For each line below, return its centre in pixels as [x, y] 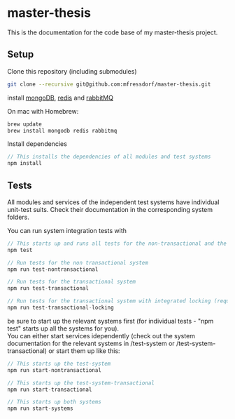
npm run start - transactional [50, 390]
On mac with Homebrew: [43, 111]
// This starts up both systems [54, 402]
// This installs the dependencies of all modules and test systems [109, 157]
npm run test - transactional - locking [60, 308]
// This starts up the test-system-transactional [81, 383]
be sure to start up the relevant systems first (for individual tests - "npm [111, 321]
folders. [18, 217]
